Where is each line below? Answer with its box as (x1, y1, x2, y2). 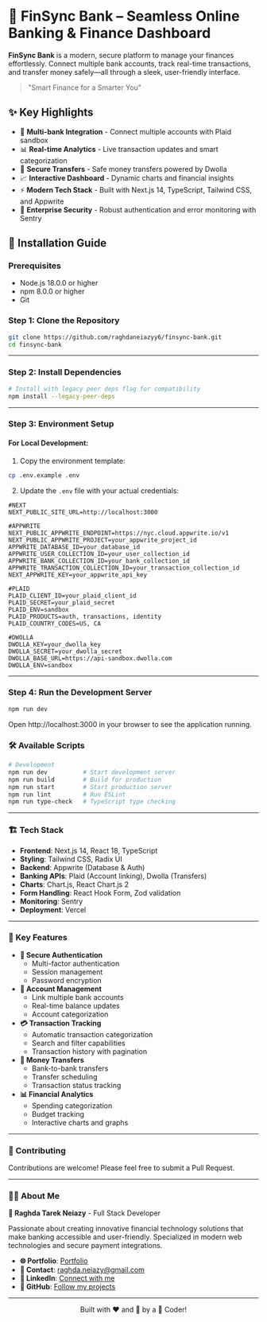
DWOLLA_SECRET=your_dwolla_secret (8, 647, 123, 655)
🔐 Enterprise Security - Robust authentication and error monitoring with (19, 204, 257, 214)
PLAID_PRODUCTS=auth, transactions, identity (8, 612, 161, 620)
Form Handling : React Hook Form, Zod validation (19, 888, 181, 897)
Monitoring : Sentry (19, 896, 83, 906)
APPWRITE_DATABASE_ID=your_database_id (8, 542, 141, 551)
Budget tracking (31, 1109, 85, 1118)
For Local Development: (8, 438, 89, 448)
